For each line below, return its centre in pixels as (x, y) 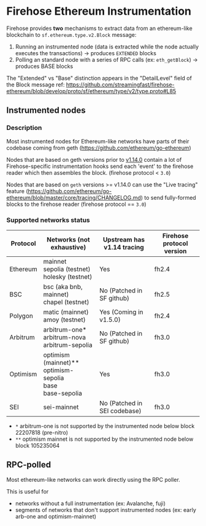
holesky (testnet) (68, 276)
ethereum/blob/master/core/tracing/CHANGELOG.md (74, 197)
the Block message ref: (36, 85)
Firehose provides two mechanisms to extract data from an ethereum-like (100, 28)
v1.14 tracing (124, 247)
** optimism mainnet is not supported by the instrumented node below (104, 439)
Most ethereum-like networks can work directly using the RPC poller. (93, 479)
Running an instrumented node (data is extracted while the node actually (107, 47)
